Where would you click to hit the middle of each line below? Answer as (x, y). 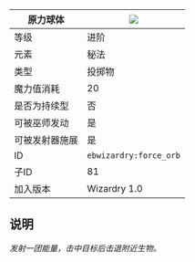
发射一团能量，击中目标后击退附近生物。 (85, 248)
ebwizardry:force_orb (133, 156)
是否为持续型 (42, 106)
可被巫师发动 (42, 123)
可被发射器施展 (46, 140)
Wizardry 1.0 (115, 189)
